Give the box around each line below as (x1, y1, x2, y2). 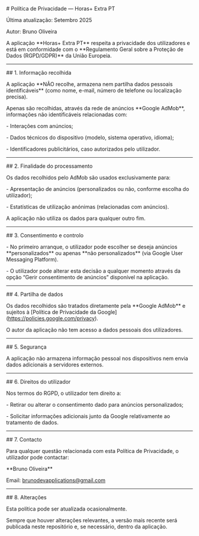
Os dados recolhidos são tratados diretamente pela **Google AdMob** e (6, 302, 185, 309)
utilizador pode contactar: (6, 454, 69, 461)
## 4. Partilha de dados (6, 291, 63, 298)
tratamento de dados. (6, 419, 59, 426)
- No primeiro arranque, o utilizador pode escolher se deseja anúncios (6, 243, 178, 250)
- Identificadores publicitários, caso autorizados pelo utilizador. (6, 145, 161, 152)
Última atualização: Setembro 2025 (6, 17, 92, 23)
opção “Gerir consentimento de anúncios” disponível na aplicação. (6, 274, 169, 280)
